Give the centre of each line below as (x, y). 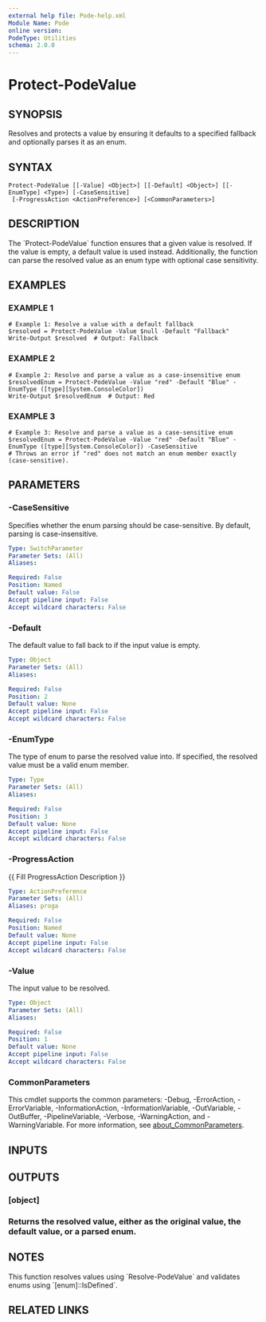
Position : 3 (28, 816)
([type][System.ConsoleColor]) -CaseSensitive (119, 447)
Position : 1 (28, 1039)
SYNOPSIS (35, 114)
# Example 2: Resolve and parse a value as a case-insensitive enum (124, 375)
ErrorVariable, (31, 1108)
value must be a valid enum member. (69, 765)
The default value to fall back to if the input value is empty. (104, 645)
